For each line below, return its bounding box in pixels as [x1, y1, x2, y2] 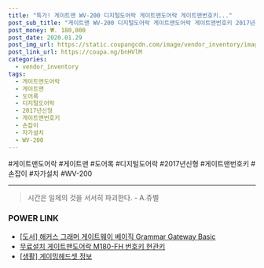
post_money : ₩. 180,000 [8, 26, 86, 34]
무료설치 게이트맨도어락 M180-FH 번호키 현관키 [19, 241, 166, 251]
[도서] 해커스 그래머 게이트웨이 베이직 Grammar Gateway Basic [19, 232, 216, 241]
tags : [8, 70, 26, 78]
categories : [8, 56, 47, 64]
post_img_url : [8, 41, 55, 49]
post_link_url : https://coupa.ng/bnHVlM [8, 48, 143, 56]
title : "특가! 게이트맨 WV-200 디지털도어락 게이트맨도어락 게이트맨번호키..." [8, 11, 233, 20]
